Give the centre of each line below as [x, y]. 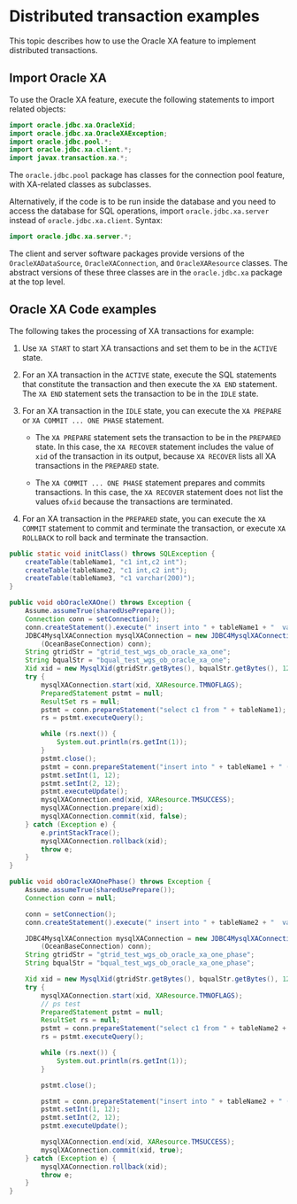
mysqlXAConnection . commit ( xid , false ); [114, 817]
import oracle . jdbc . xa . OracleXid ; [73, 125]
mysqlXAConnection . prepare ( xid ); [103, 808]
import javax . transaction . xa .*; [69, 158]
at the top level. [38, 282]
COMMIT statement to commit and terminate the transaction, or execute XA [153, 528]
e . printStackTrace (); [81, 833]
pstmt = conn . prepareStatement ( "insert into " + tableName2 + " [162, 1101]
